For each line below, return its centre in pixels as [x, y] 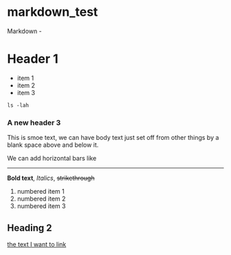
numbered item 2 [41, 199]
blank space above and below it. [53, 145]
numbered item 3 [41, 206]
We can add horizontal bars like [52, 159]
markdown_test [53, 12]
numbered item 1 [41, 192]
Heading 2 [30, 228]
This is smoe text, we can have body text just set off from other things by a [113, 138]
